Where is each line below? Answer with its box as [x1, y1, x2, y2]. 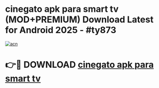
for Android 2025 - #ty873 [5, 25, 117, 36]
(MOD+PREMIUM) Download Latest [5, 14, 154, 25]
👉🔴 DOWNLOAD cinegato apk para [5, 59, 154, 70]
